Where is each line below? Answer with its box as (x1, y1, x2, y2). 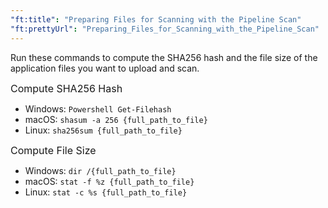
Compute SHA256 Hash (10, 81, 123, 95)
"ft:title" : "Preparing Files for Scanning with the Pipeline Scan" (10, 14, 302, 25)
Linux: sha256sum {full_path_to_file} (24, 124, 183, 136)
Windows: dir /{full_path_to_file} (24, 164, 177, 176)
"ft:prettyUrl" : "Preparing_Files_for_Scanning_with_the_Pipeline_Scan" (10, 24, 320, 34)
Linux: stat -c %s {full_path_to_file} (24, 186, 188, 198)
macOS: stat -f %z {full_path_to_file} (24, 175, 195, 187)
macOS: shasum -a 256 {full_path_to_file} (24, 113, 208, 125)
